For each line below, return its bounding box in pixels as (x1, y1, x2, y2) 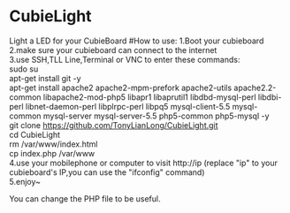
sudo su (9, 64, 39, 74)
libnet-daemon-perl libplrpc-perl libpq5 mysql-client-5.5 (25, 101, 231, 111)
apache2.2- (233, 82, 277, 93)
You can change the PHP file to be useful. (9, 193, 161, 204)
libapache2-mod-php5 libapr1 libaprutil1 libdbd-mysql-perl (42, 91, 256, 103)
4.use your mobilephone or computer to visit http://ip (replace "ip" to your (9, 157, 279, 168)
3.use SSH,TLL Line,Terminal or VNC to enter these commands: (9, 54, 240, 65)
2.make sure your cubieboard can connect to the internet (9, 44, 217, 55)
